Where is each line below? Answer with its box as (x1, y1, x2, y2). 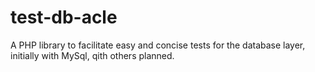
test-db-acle (10, 6, 118, 29)
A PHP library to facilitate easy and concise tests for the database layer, (10, 39, 306, 51)
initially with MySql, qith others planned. (10, 49, 175, 61)
